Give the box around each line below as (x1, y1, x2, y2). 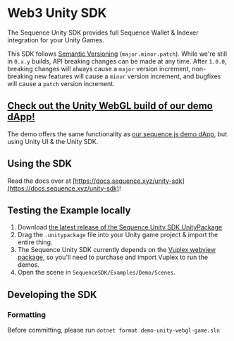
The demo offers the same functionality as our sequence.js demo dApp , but (7, 129, 228, 138)
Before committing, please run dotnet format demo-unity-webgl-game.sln (7, 326, 220, 335)
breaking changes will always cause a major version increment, (7, 64, 191, 73)
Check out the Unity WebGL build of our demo (7, 100, 213, 112)
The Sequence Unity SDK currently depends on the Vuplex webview (17, 246, 216, 254)
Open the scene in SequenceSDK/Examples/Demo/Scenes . (17, 268, 176, 277)
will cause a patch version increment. (7, 79, 115, 88)
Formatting (7, 309, 47, 319)
